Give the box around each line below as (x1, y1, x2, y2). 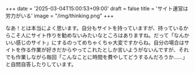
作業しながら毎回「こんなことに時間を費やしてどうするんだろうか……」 (15, 54, 188, 60)
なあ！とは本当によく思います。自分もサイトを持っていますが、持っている (5, 25, 183, 31)
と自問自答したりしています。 (5, 61, 77, 68)
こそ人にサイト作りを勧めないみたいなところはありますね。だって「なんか (10, 32, 190, 39)
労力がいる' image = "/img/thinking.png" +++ (5, 12, 114, 19)
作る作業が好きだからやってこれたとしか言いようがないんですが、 (20, 46, 179, 53)
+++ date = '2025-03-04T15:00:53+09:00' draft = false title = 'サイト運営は (5, 5, 189, 12)
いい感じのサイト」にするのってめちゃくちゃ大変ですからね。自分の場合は (5, 39, 184, 46)
